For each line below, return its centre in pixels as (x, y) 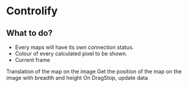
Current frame (32, 60)
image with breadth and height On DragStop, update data (77, 78)
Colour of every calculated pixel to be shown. (71, 54)
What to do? (29, 33)
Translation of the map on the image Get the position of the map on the (94, 72)
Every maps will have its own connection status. (74, 47)
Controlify (32, 11)
